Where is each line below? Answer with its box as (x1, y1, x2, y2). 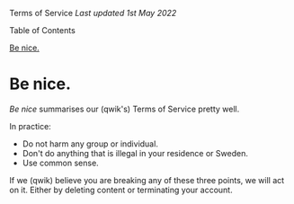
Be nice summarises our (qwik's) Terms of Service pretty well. (9, 103, 240, 114)
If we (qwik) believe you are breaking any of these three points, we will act (9, 174, 285, 185)
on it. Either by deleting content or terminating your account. (9, 184, 233, 195)
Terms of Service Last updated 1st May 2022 (9, 8, 177, 18)
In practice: (9, 120, 51, 131)
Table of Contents (9, 25, 76, 35)
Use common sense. (22, 157, 99, 168)
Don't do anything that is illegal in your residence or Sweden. (22, 147, 249, 158)
